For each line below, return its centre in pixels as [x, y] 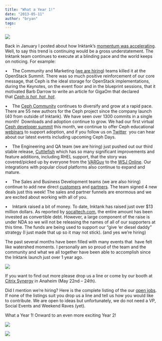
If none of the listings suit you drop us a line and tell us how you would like [79, 296]
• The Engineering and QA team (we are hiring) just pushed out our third [79, 147]
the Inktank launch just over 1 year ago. [44, 257]
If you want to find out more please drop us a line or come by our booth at [79, 276]
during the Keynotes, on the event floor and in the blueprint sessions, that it [80, 86]
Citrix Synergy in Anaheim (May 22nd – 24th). [51, 281]
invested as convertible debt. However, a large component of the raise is [78, 217]
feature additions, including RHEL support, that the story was [66, 157]
